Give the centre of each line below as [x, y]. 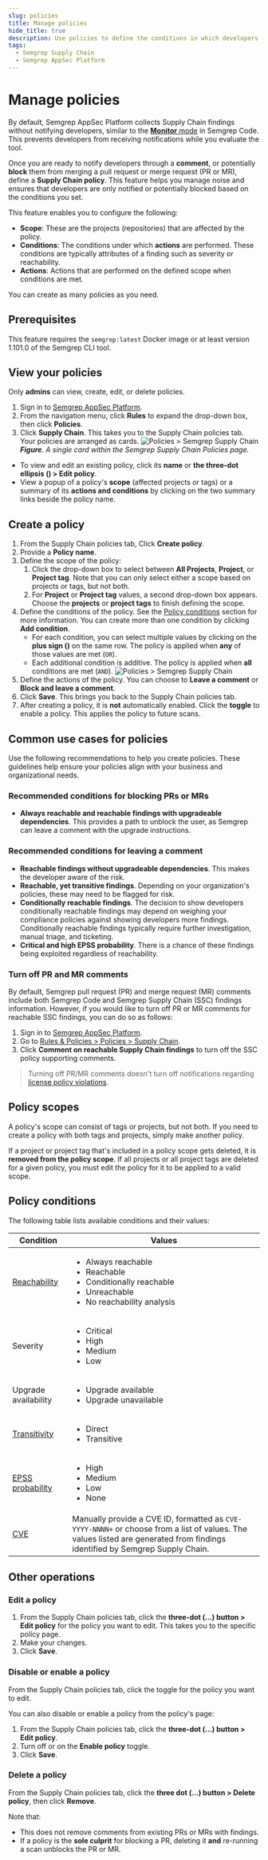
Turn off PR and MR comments [69, 974]
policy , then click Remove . [53, 1801]
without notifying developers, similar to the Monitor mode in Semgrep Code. [134, 130]
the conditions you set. [46, 197]
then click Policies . [51, 424]
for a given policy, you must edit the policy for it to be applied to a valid [125, 1167]
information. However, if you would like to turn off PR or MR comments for [130, 1008]
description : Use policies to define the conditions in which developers [134, 38]
